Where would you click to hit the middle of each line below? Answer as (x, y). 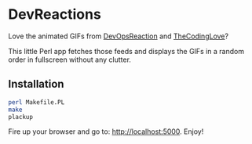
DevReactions (55, 14)
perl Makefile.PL (37, 102)
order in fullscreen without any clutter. (70, 59)
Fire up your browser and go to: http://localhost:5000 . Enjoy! (106, 131)
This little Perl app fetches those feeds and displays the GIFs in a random (126, 51)
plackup (21, 117)
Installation (36, 84)
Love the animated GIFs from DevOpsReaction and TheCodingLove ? (119, 36)
